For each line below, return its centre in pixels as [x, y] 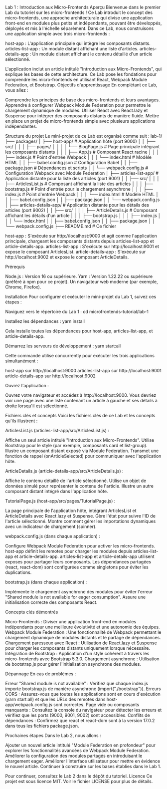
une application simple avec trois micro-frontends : [58, 34]
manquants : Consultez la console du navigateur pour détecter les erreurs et [83, 710]
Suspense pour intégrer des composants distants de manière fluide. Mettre [82, 116]
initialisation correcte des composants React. [51, 602]
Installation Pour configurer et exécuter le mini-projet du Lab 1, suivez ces [81, 297]
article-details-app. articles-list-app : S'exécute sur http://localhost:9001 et [82, 246]
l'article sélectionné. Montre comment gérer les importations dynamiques [81, 521]
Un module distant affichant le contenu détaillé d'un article [92, 54]
